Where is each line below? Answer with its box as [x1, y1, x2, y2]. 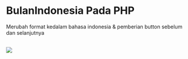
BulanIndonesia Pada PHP [6, 4, 135, 17]
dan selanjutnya [6, 29, 45, 36]
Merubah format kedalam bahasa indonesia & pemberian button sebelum [6, 23, 183, 30]
